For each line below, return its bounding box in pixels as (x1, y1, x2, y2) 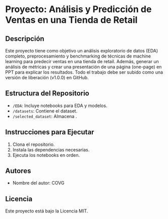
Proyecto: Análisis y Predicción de (5, 4, 152, 15)
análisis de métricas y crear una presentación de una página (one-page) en (5, 64, 162, 70)
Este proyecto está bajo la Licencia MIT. (5, 208, 88, 214)
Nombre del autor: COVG (12, 180, 65, 186)
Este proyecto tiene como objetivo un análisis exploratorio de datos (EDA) (5, 48, 158, 53)
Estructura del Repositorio (5, 89, 89, 98)
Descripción (5, 34, 44, 43)
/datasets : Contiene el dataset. (12, 107, 78, 114)
